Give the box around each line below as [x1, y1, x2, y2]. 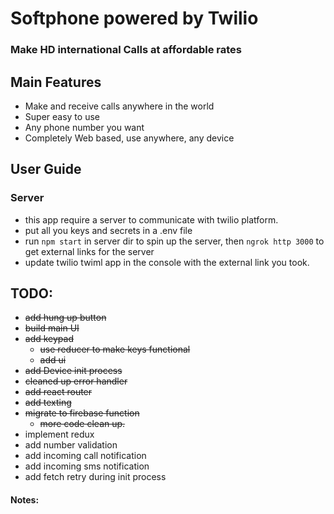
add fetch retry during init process [24, 471, 167, 483]
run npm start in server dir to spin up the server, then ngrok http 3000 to [24, 235, 325, 247]
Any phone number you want [24, 121, 145, 133]
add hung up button [24, 312, 107, 324]
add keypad [24, 333, 75, 345]
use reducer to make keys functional [39, 343, 191, 356]
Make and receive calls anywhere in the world [24, 100, 215, 112]
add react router [24, 386, 93, 398]
